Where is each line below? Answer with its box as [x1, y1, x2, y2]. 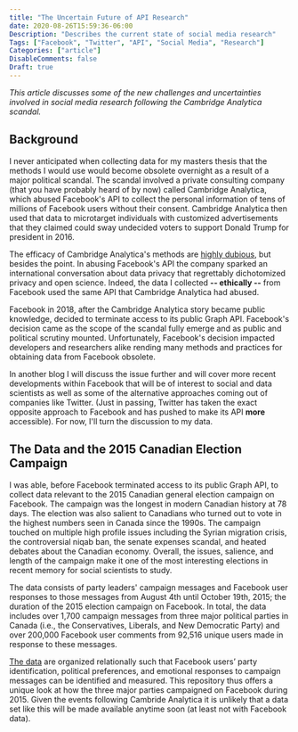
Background [9, 132, 78, 147]
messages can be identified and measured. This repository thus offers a [9, 675, 274, 686]
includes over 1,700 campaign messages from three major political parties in [9, 610, 289, 621]
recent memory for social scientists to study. [9, 564, 173, 575]
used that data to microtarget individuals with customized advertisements [9, 212, 278, 223]
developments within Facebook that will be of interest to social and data [9, 378, 273, 389]
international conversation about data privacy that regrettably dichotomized [9, 267, 286, 278]
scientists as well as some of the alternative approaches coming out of [9, 387, 269, 398]
